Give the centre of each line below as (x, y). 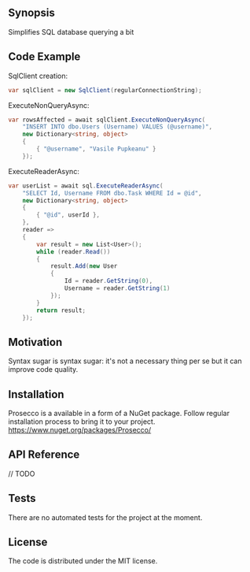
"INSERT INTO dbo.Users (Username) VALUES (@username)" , (118, 127)
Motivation (35, 342)
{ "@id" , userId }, (68, 215)
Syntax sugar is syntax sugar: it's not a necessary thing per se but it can (125, 361)
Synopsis (31, 13)
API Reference (44, 455)
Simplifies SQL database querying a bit (71, 32)
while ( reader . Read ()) (74, 251)
